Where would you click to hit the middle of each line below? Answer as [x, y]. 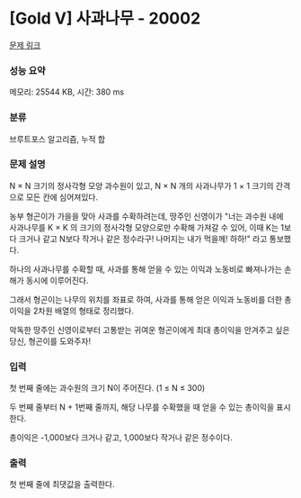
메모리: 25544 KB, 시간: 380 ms [66, 92]
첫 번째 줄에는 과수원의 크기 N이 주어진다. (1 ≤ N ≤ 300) [107, 388]
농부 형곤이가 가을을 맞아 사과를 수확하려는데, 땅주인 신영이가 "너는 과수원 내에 [146, 216]
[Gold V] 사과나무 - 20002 [105, 18]
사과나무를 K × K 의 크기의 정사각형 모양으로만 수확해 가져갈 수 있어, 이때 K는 [144, 227]
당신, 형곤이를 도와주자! [50, 341]
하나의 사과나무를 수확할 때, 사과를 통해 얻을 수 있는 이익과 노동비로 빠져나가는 [146, 269]
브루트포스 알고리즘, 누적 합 [58, 139]
